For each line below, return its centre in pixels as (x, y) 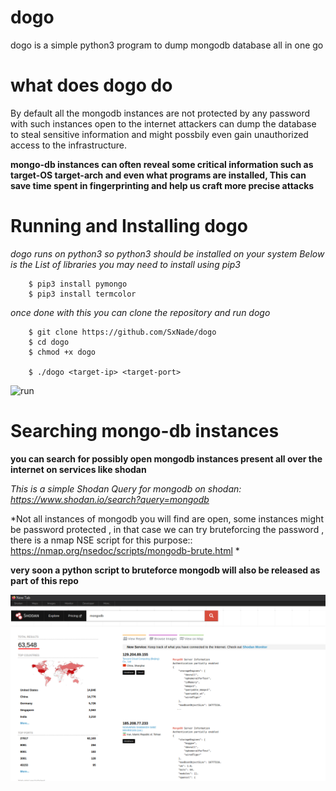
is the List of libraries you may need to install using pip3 (125, 264)
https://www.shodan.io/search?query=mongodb (110, 499)
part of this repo (44, 580)
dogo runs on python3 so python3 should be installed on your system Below (167, 253)
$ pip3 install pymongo (78, 284)
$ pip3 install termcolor (82, 294)
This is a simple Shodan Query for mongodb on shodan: (126, 488)
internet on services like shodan (78, 469)
